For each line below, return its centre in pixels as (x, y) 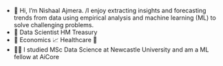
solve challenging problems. (54, 25)
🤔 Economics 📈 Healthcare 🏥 (55, 40)
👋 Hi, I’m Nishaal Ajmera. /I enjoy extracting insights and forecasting (110, 11)
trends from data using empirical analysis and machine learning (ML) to (115, 18)
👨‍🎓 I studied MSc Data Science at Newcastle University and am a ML (111, 50)
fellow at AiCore (36, 57)
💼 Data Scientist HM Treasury (55, 32)
